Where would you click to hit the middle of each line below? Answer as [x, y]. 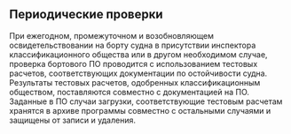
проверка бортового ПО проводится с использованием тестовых [134, 63]
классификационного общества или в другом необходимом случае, [138, 54]
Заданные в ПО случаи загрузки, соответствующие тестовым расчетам [146, 101]
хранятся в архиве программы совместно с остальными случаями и [140, 110]
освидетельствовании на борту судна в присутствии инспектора [133, 45]
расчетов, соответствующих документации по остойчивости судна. [138, 73]
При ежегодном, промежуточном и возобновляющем [112, 35]
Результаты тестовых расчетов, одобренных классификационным [135, 82]
